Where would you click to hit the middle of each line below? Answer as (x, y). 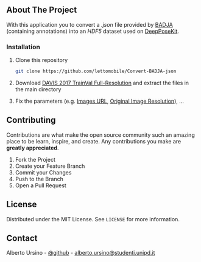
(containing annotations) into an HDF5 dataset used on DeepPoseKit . (93, 31)
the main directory (38, 89)
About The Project (42, 10)
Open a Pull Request (41, 185)
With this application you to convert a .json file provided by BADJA (90, 24)
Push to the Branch (39, 179)
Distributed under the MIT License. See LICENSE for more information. (93, 219)
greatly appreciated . (33, 148)
